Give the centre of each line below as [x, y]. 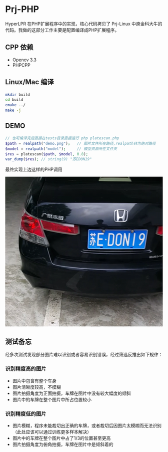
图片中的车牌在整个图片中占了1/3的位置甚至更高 [61, 438]
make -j [13, 110]
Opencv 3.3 [24, 60]
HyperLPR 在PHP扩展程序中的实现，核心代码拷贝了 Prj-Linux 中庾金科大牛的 [84, 24]
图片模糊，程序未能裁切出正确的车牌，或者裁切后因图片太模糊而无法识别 [87, 426]
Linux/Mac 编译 [29, 82]
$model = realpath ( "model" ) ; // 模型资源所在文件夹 [61, 149]
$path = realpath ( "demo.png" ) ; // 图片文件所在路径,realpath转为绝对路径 [80, 143]
